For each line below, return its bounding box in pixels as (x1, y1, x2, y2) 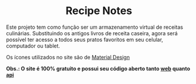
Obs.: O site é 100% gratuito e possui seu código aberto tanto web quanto (6, 65, 190, 72)
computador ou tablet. (6, 42, 61, 49)
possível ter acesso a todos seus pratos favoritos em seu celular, (6, 36, 164, 43)
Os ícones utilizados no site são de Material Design (6, 53, 130, 61)
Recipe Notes (65, 4, 132, 18)
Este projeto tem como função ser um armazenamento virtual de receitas (6, 23, 184, 31)
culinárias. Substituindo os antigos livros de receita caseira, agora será (6, 29, 178, 36)
